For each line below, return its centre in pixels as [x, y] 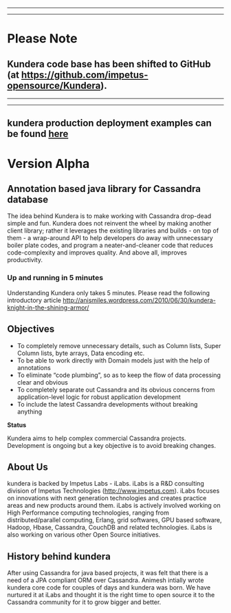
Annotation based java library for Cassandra [104, 189]
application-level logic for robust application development [99, 397]
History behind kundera [59, 556]
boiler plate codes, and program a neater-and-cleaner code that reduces [110, 246]
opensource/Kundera [54, 86]
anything [30, 411]
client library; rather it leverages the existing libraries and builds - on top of [113, 230]
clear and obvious [43, 382]
